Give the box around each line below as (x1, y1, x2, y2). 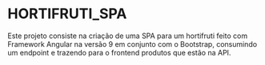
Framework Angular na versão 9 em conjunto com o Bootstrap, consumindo (7, 39, 258, 48)
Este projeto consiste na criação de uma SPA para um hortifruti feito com (7, 31, 248, 40)
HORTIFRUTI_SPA (7, 5, 127, 23)
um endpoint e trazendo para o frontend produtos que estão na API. (7, 48, 231, 57)
